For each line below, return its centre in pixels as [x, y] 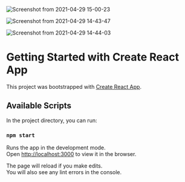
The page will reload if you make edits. [54, 166]
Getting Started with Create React [93, 57]
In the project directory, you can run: [52, 120]
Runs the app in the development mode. [56, 148]
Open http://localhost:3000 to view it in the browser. [71, 154]
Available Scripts [39, 106]
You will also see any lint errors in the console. [64, 172]
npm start [21, 135]
